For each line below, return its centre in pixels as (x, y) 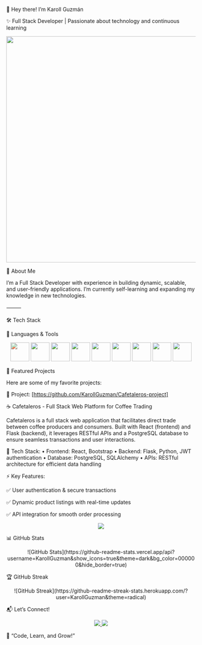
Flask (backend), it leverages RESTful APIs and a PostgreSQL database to (97, 433)
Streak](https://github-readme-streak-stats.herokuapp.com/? (112, 591)
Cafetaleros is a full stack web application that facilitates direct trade (91, 420)
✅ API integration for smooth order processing (64, 514)
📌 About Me (21, 271)
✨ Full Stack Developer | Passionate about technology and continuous (93, 21)
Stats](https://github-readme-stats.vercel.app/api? (112, 552)
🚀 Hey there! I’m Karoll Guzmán (45, 9)
